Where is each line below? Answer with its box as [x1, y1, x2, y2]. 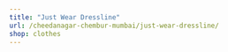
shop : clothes [9, 29, 62, 38]
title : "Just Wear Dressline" [9, 12, 121, 22]
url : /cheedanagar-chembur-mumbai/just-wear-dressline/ [9, 21, 219, 30]
